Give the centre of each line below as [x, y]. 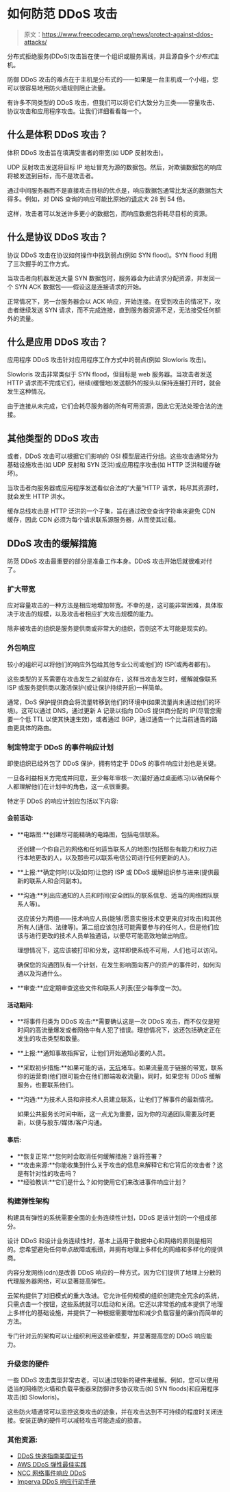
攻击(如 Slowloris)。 [35, 1397]
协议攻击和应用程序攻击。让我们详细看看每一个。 [76, 111]
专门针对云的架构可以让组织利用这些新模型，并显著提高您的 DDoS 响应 [107, 1336]
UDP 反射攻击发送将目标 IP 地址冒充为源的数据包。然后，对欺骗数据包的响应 [115, 167]
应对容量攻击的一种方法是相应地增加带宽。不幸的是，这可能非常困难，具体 [112, 605]
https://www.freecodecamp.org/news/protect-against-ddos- [128, 34]
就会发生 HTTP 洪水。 [38, 496]
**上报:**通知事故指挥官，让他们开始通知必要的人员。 [93, 1053]
